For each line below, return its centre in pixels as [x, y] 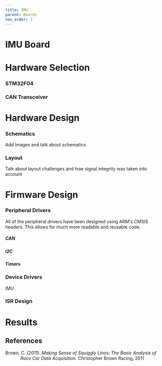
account [14, 174]
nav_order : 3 [19, 19]
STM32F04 [19, 83]
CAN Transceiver [27, 97]
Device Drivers [24, 277]
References [24, 341]
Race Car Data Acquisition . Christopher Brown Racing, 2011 [82, 358]
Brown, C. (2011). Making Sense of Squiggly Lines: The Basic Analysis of [81, 353]
